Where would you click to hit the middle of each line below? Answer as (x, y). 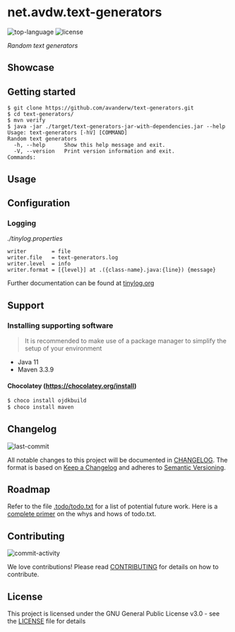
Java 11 (28, 362)
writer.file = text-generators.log (63, 258)
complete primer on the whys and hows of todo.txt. (82, 514)
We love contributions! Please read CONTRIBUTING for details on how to (113, 567)
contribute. (23, 574)
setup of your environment (63, 348)
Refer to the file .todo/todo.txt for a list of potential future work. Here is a (113, 506)
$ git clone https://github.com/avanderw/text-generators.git (101, 108)
